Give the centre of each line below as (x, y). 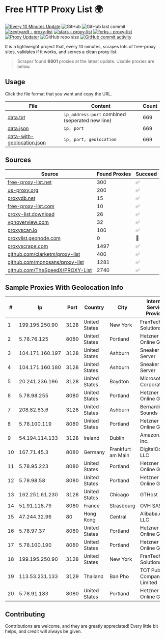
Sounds (149, 413)
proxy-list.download (31, 214)
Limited (148, 582)
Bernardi (150, 407)
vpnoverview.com (28, 222)
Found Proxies (114, 174)
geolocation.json (27, 142)
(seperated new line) (88, 120)
